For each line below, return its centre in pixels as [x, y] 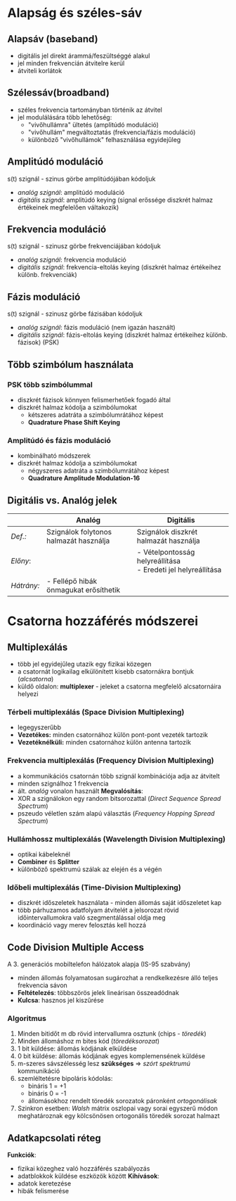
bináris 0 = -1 [47, 1093]
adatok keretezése [44, 1183]
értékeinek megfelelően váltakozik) [68, 207]
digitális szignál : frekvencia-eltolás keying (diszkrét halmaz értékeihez [119, 267]
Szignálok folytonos [79, 532]
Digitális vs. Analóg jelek [62, 500]
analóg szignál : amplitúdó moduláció [71, 192]
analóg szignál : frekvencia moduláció [72, 260]
